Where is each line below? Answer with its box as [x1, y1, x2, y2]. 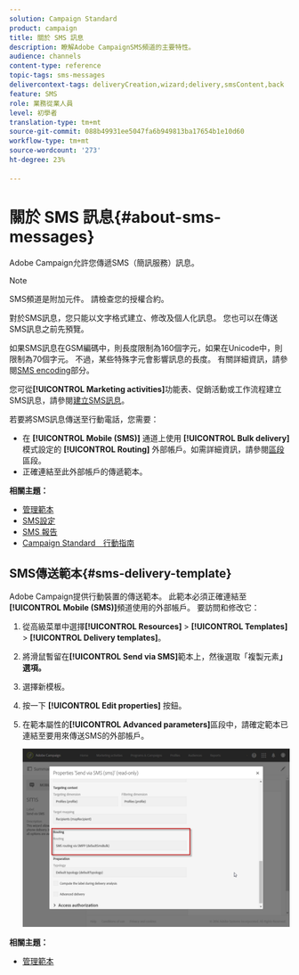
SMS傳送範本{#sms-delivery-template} [9, 566, 232, 581]
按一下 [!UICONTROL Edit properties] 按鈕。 [21, 701, 187, 711]
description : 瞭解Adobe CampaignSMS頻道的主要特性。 [9, 43, 196, 52]
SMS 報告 [21, 526, 58, 537]
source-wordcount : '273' [9, 146, 101, 155]
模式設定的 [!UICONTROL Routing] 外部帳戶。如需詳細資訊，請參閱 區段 [21, 444, 285, 455]
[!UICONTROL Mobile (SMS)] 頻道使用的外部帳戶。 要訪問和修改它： [9, 602, 260, 613]
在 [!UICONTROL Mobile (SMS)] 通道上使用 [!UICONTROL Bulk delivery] [21, 432, 290, 443]
